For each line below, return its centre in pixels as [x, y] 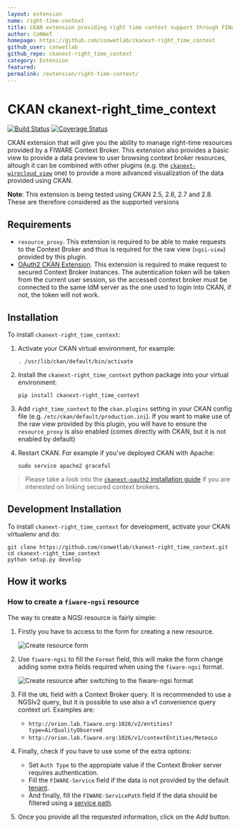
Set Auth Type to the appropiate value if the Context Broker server [125, 764]
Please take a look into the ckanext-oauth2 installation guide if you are [127, 479]
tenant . [39, 787]
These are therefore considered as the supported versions [94, 202]
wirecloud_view [30, 174]
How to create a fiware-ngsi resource [73, 602]
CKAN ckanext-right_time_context [112, 109]
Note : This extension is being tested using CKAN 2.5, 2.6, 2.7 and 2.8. [110, 194]
